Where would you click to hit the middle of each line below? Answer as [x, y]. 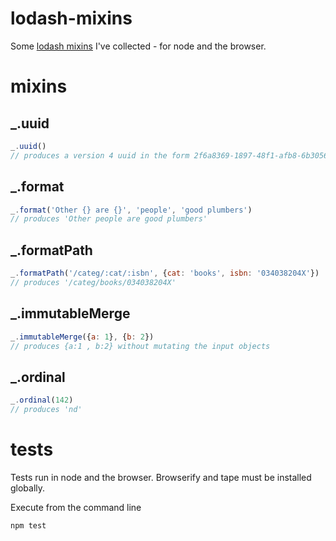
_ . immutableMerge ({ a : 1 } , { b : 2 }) [82, 337]
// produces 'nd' [46, 410]
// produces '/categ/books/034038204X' [93, 282]
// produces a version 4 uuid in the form [100, 155]
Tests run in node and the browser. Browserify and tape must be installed [161, 477]
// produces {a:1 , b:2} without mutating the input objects [140, 346]
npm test [28, 525]
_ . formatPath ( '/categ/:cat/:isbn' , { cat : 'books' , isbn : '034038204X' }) [165, 273]
